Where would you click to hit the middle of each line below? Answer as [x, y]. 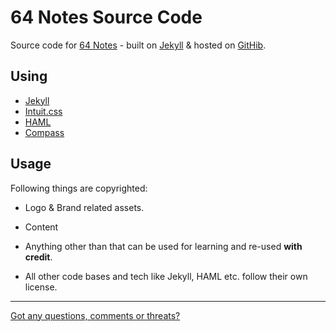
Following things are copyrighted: [79, 188]
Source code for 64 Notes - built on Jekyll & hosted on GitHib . [138, 45]
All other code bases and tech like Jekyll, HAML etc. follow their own [166, 276]
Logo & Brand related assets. [84, 207]
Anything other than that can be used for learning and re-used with [163, 246]
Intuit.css [43, 111]
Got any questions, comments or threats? [95, 315]
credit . [38, 257]
